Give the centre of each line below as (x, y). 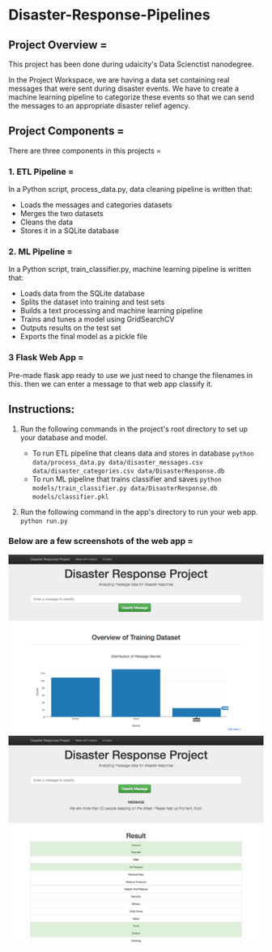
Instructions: (42, 409)
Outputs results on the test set (70, 328)
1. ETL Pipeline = (41, 172)
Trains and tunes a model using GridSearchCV (97, 319)
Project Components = (66, 131)
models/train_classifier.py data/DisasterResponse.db (125, 488)
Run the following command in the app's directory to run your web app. (139, 512)
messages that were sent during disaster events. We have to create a (123, 88)
